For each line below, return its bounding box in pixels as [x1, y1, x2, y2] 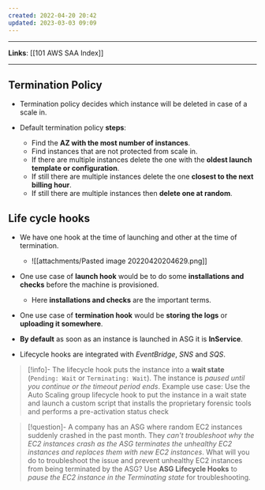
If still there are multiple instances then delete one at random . [31, 189, 233, 198]
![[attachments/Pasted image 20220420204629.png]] [31, 256, 207, 266]
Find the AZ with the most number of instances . [31, 138, 191, 148]
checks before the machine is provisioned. [19, 280, 159, 289]
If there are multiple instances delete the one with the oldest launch [31, 155, 252, 164]
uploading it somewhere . [19, 319, 103, 329]
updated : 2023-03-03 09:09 [8, 19, 97, 27]
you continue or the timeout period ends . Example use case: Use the [27, 382, 251, 391]
